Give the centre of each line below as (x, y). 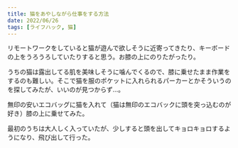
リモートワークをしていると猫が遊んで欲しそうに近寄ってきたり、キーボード (119, 48)
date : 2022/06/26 (33, 21)
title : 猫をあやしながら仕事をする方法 (58, 14)
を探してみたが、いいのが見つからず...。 (66, 90)
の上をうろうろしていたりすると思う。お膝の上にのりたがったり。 (104, 57)
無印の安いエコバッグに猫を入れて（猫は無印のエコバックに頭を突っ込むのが (119, 105)
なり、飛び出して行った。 (57, 137)
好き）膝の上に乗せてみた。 (48, 113)
